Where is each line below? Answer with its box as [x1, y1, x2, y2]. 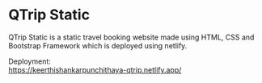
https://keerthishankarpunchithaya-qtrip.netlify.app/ [8, 64, 182, 74]
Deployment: [8, 56, 51, 66]
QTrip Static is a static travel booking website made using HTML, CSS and [8, 32, 255, 42]
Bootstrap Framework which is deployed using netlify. [8, 40, 188, 50]
